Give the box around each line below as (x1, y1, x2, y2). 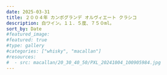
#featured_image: (6, 31, 50, 37)
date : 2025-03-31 (6, 8, 50, 15)
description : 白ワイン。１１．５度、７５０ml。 (6, 20, 115, 26)
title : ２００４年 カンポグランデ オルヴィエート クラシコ (6, 15, 137, 21)
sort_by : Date (6, 25, 42, 32)
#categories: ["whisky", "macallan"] (6, 48, 102, 54)
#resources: (6, 54, 36, 60)
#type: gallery (6, 43, 45, 49)
